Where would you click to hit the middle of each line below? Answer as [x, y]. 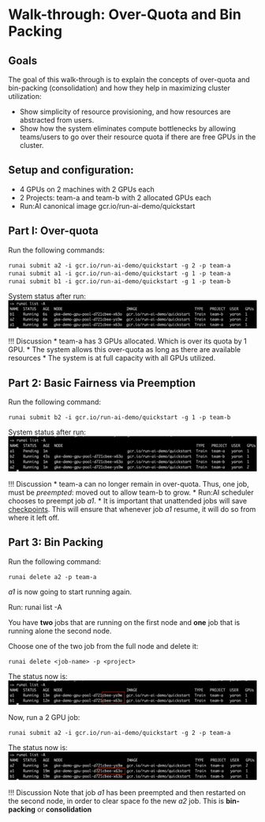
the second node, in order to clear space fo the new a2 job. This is [116, 801]
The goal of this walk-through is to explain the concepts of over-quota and [129, 80]
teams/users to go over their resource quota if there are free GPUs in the [138, 137]
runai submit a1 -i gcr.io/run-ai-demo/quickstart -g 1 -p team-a [119, 273]
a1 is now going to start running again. [70, 592]
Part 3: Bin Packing [56, 542]
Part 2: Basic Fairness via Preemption [102, 383]
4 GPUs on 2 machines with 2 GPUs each [87, 189]
